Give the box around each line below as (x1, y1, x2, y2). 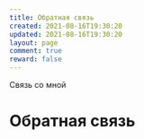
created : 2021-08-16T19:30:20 (9, 22, 123, 30)
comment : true (9, 47, 63, 56)
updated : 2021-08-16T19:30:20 (9, 30, 123, 39)
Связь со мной (9, 80, 67, 90)
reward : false (9, 55, 63, 64)
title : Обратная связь (9, 13, 94, 22)
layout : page (9, 38, 58, 48)
